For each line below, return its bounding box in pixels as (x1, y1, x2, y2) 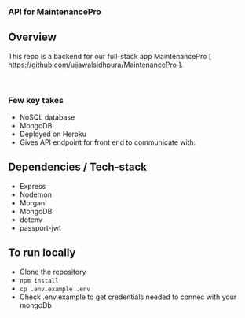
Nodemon (19, 190, 53, 199)
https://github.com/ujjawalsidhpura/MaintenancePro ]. (8, 60, 184, 69)
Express (19, 181, 46, 190)
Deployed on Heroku (19, 129, 86, 139)
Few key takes (8, 94, 64, 105)
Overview (8, 31, 57, 44)
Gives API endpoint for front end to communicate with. (19, 138, 196, 147)
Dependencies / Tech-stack (8, 161, 148, 174)
